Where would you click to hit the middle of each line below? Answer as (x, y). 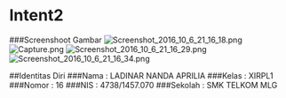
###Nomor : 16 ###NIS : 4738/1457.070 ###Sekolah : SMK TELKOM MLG (143, 85)
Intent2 (36, 15)
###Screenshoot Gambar (56, 40)
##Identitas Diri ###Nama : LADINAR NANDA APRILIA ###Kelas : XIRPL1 (141, 75)
